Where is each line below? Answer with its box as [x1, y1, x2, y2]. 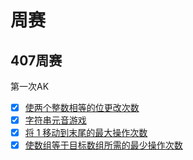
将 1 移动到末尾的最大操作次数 [24, 127, 148, 139]
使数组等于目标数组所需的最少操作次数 [24, 139, 183, 151]
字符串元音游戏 [24, 114, 87, 126]
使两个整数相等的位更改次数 [24, 102, 140, 113]
